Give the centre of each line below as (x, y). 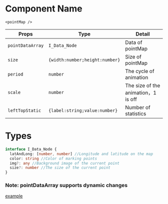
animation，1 (140, 92)
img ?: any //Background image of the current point (65, 163)
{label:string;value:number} (83, 110)
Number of (138, 107)
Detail (143, 34)
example (14, 196)
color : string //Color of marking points (53, 158)
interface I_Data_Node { (31, 149)
